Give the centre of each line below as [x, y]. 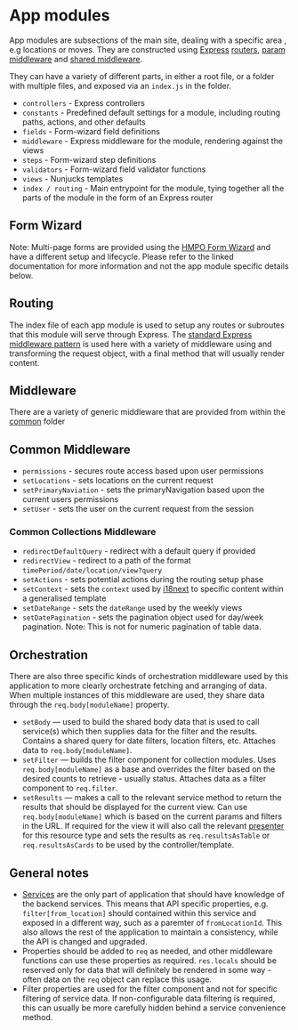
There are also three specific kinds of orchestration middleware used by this [149, 677]
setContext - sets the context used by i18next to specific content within [153, 589]
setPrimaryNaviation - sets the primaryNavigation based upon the [143, 490]
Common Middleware [70, 449]
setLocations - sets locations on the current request [117, 481]
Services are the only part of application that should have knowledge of [153, 895]
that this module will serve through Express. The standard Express [131, 334]
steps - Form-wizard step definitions [89, 159]
